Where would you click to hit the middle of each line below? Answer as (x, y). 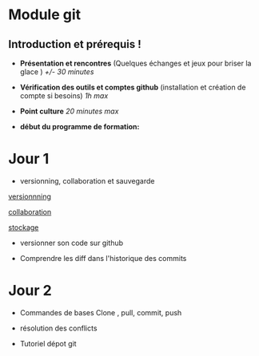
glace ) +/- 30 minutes (57, 72)
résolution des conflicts (58, 328)
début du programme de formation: (80, 127)
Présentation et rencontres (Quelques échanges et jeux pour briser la (135, 63)
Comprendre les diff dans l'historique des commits (103, 258)
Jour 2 (30, 291)
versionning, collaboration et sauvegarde (87, 180)
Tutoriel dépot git (48, 343)
